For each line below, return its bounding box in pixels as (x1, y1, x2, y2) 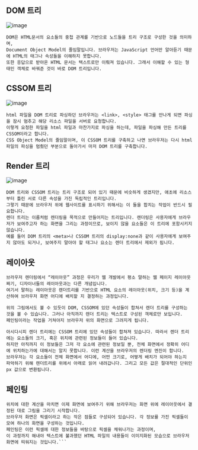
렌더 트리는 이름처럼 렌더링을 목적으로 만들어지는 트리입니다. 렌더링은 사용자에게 (6, 215, 177, 221)
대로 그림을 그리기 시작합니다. (17, 408, 81, 414)
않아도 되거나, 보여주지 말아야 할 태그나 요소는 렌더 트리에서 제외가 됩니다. (12, 240, 175, 246)
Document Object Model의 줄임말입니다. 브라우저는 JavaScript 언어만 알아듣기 (6, 47, 182, 53)
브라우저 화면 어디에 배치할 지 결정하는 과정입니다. (20, 294, 129, 300)
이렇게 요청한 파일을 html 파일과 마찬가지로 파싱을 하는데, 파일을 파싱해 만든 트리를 (6, 124, 187, 130)
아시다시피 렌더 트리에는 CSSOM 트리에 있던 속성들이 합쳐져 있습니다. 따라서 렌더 (6, 329, 179, 335)
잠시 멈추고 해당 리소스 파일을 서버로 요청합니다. (12, 118, 117, 124)
